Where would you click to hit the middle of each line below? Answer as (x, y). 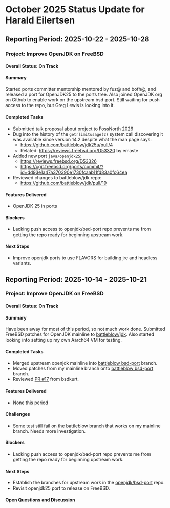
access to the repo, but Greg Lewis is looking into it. (60, 105)
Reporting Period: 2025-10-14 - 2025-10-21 (76, 279)
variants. (22, 263)
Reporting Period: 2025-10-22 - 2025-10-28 (77, 39)
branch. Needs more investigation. (49, 431)
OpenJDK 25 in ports (35, 206)
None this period (30, 403)
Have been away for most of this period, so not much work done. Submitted (85, 329)
